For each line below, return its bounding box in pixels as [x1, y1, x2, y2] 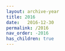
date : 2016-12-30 [6, 19, 54, 25]
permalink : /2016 [6, 25, 49, 31]
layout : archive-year [6, 8, 60, 15]
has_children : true [6, 36, 54, 42]
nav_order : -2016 [6, 30, 49, 36]
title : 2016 [6, 14, 35, 20]
